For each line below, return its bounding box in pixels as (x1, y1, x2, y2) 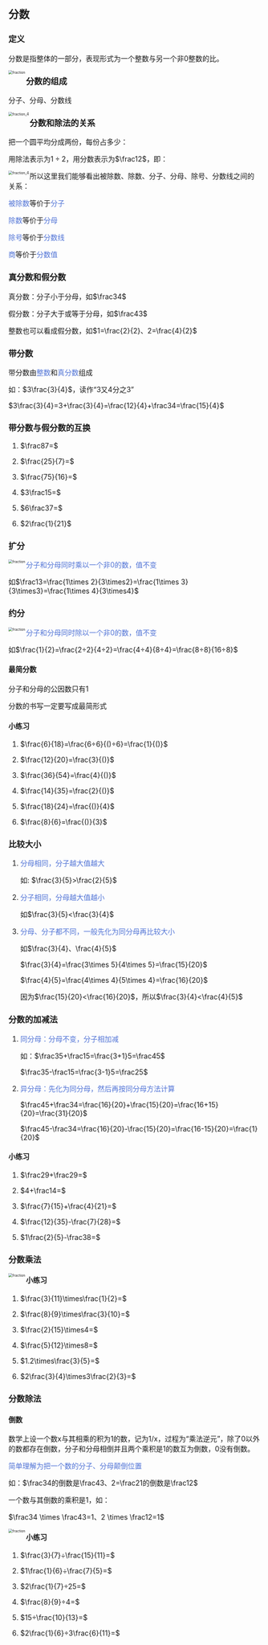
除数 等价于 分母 (8, 215, 58, 225)
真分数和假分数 (8, 272, 67, 283)
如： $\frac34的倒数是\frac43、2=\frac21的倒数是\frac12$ (8, 1478, 198, 1488)
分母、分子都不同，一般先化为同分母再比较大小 (19, 927, 175, 936)
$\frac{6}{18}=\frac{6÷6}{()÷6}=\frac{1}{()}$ (19, 739, 169, 749)
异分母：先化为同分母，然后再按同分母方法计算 (19, 1083, 175, 1093)
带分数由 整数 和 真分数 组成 (8, 367, 93, 377)
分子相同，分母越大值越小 (19, 893, 105, 902)
